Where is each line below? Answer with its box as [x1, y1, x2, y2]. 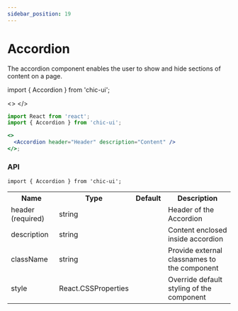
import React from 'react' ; [7, 112, 91, 120]
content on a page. [7, 71, 62, 80]
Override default [167, 275, 223, 285]
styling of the [167, 283, 212, 293]
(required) [11, 213, 45, 223]
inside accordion [167, 234, 224, 244]
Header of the [167, 205, 215, 215]
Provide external [167, 245, 223, 255]
